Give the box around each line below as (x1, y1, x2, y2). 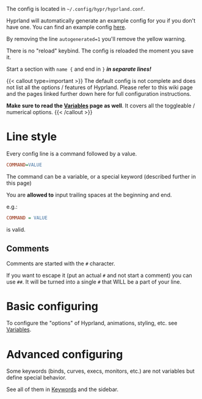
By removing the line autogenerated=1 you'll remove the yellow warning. (6, 35, 186, 42)
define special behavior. (6, 374, 67, 381)
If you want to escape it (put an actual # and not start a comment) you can (6, 271, 192, 279)
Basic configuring (6, 299, 99, 313)
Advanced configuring (6, 347, 123, 361)
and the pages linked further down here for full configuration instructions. (6, 90, 192, 97)
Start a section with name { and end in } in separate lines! (6, 65, 151, 73)
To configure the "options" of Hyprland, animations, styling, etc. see (6, 320, 178, 327)
